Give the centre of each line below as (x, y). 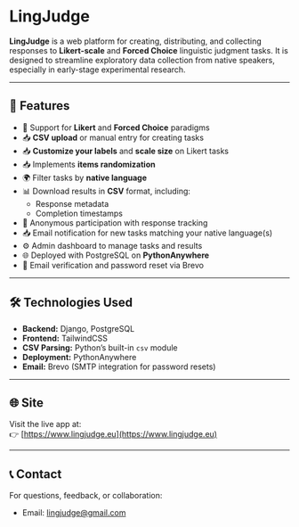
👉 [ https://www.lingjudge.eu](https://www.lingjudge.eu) (113, 434)
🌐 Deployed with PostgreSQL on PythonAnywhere (116, 255)
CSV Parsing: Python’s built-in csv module (100, 347)
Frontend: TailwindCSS (65, 338)
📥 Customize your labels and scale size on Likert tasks (125, 151)
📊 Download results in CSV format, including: (106, 191)
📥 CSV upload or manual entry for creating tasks (113, 137)
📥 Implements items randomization (89, 164)
